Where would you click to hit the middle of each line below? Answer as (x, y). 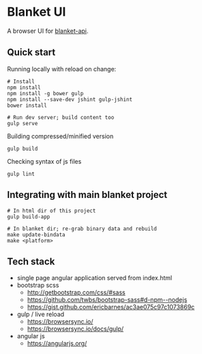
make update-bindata (37, 235)
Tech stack (31, 261)
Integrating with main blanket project (87, 195)
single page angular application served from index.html (95, 278)
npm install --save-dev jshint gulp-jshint (70, 99)
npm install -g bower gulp (45, 93)
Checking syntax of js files (44, 161)
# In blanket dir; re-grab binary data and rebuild (82, 229)
